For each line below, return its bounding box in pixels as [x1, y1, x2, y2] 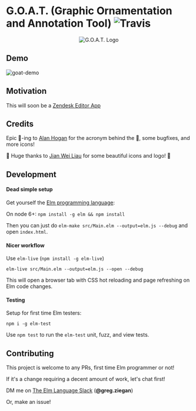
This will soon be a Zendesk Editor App [6, 102, 101, 109]
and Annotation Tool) [6, 17, 112, 30]
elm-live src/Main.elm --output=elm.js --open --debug [6, 266, 144, 272]
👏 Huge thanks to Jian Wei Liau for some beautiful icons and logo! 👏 [6, 152, 171, 159]
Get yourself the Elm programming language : [6, 199, 115, 206]
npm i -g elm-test [6, 321, 51, 327]
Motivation [6, 86, 47, 96]
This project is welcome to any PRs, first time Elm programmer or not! [6, 364, 175, 371]
